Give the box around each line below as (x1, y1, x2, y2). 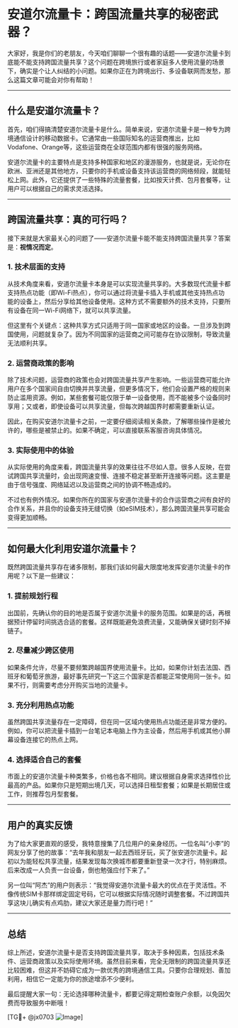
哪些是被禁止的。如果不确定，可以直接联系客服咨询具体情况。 (25, 426, 206, 435)
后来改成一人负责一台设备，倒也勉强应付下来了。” (7, 866, 150, 874)
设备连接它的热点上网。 (13, 736, 82, 744)
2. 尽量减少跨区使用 (7, 646, 74, 656)
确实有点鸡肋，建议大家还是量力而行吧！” (31, 898, 154, 907)
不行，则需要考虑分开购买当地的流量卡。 (13, 680, 132, 689)
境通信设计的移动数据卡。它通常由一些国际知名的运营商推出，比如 (7, 134, 200, 142)
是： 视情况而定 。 (7, 242, 57, 251)
